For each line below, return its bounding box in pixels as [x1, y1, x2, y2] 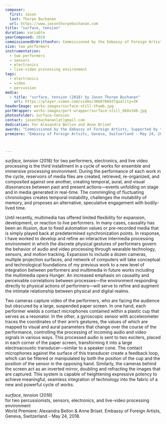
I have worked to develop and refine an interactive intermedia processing [5, 236, 154, 242]
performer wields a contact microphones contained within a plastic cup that [5, 308, 160, 314]
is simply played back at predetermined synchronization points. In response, [5, 230, 161, 236]
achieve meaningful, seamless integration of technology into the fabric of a [5, 377, 158, 382]
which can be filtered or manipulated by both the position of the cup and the [5, 355, 161, 361]
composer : [5, 7, 26, 12]
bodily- [144, 200, 159, 206]
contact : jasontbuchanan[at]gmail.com [5, 117, 85, 123]
